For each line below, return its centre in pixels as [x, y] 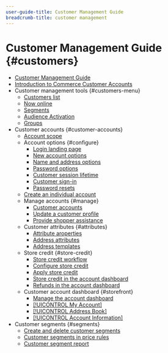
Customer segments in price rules [66, 337]
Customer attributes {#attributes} [66, 227]
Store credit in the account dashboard [81, 279]
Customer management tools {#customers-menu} [78, 91]
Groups [33, 123]
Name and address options [67, 162]
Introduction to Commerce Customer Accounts [73, 84]
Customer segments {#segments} [57, 324]
